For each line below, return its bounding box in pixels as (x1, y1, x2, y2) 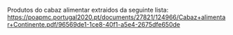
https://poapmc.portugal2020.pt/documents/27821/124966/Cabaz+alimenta (7, 13, 226, 21)
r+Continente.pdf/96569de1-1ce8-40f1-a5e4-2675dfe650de (7, 21, 181, 28)
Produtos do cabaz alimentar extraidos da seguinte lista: (7, 6, 169, 14)
